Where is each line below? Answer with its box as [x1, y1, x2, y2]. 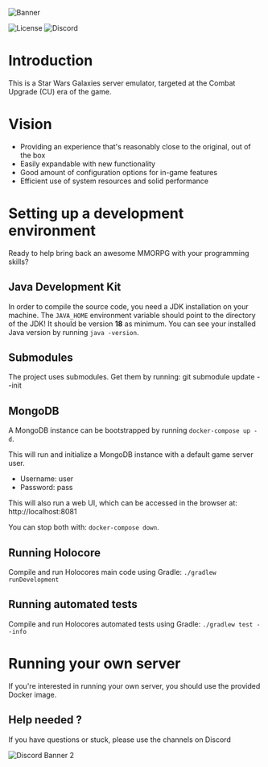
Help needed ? [8, 713, 82, 727]
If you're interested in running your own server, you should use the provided [8, 681, 261, 690]
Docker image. [8, 689, 57, 699]
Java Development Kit [8, 280, 122, 294]
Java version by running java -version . [8, 327, 139, 337]
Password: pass [19, 483, 73, 492]
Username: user [19, 474, 74, 484]
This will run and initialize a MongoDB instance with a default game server [8, 450, 254, 459]
